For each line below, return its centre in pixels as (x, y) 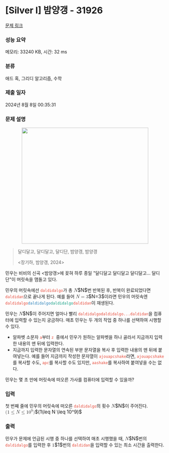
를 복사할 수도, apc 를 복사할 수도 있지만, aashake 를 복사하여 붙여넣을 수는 (85, 363)
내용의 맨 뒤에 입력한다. (41, 343)
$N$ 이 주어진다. (132, 406)
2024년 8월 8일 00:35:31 (31, 104)
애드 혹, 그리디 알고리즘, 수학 (34, 78)
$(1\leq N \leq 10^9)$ (58, 412)
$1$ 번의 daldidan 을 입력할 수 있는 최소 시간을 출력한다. (109, 445)
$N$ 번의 (138, 438)
